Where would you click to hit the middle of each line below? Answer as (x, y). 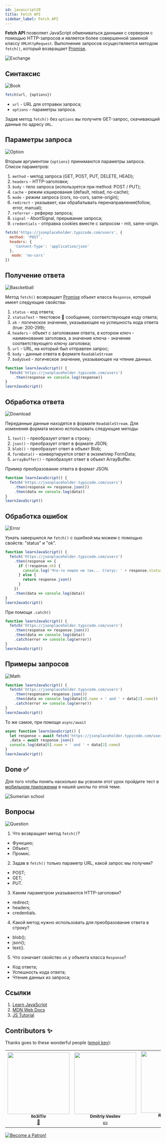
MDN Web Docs (29, 1010)
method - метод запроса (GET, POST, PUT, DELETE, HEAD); (73, 176)
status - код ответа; (33, 311)
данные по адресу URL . (29, 125)
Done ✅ (17, 769)
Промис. (21, 853)
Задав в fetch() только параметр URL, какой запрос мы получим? (83, 863)
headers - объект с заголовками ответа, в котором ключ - (73, 333)
